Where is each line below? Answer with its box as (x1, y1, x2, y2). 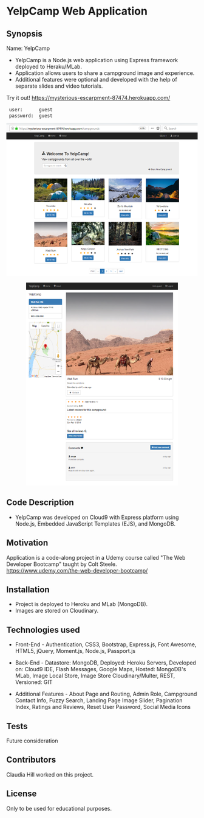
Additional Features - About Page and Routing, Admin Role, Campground (15, 690, 197, 698)
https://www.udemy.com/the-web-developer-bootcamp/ (6, 566, 148, 574)
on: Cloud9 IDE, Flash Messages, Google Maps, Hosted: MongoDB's (15, 666, 186, 673)
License (6, 789, 37, 799)
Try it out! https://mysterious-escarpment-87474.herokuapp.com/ (6, 94, 171, 101)
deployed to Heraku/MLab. (15, 63, 82, 70)
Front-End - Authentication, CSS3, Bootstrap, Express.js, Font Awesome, (15, 641, 197, 648)
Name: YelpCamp (6, 44, 50, 52)
